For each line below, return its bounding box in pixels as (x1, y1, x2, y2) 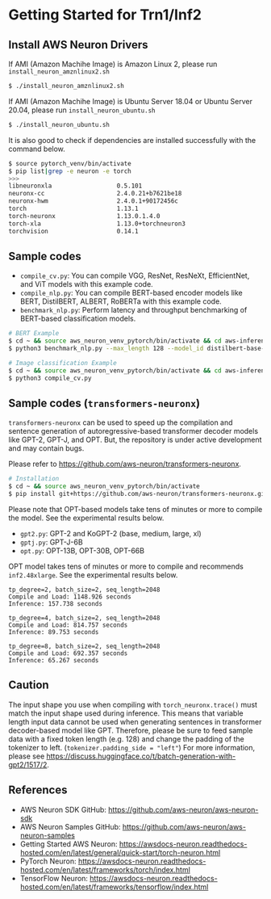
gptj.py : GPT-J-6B (19, 537, 83, 547)
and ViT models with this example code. (19, 279, 153, 289)
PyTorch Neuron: (19, 856, 77, 866)
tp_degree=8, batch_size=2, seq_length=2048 (8, 642, 161, 650)
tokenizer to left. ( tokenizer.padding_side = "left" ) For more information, (8, 742, 256, 752)
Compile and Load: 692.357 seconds (8, 649, 128, 657)
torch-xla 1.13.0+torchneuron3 (8, 220, 186, 228)
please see (8, 751, 45, 761)
